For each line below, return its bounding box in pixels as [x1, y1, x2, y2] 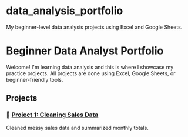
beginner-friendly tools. [6, 76, 63, 83]
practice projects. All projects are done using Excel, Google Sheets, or [6, 69, 176, 77]
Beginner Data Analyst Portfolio [6, 44, 164, 58]
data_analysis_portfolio [6, 4, 123, 18]
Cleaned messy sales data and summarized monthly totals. [6, 124, 149, 131]
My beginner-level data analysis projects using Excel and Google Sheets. [6, 24, 183, 31]
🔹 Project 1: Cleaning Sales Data [6, 111, 99, 119]
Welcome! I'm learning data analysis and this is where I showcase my [6, 64, 174, 71]
